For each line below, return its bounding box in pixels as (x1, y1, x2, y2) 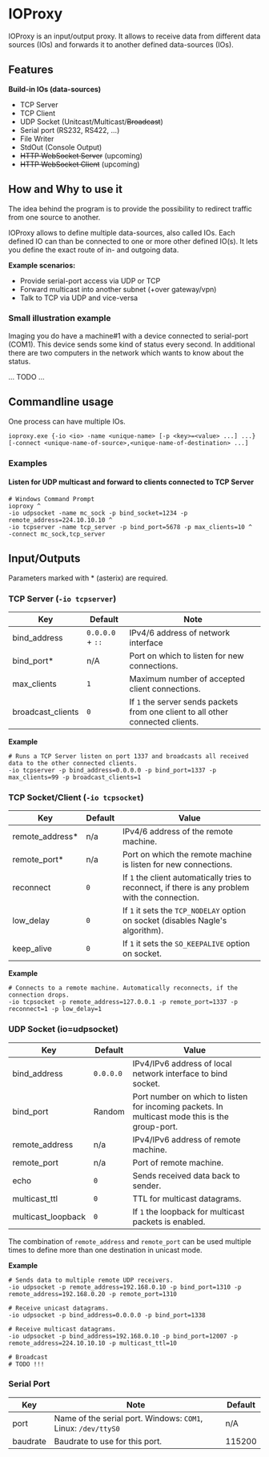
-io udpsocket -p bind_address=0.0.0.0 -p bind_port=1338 (8, 1310, 206, 1319)
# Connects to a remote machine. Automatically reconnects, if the (8, 984, 239, 993)
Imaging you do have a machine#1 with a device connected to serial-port (8, 331, 249, 340)
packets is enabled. (132, 1216, 206, 1227)
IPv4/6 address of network (129, 627, 231, 638)
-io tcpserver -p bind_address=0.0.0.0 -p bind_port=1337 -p (8, 766, 217, 774)
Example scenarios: (8, 260, 76, 270)
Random (93, 1106, 126, 1117)
